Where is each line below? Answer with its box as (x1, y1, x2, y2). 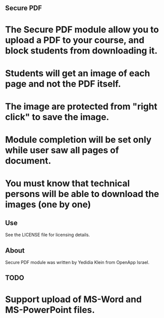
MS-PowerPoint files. (5, 304, 95, 316)
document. (5, 155, 51, 167)
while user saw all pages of (5, 145, 119, 156)
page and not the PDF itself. (5, 78, 121, 89)
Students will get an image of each (5, 67, 150, 79)
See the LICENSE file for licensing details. (5, 232, 90, 238)
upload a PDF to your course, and (5, 34, 145, 46)
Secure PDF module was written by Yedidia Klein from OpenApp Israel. (5, 259, 150, 265)
